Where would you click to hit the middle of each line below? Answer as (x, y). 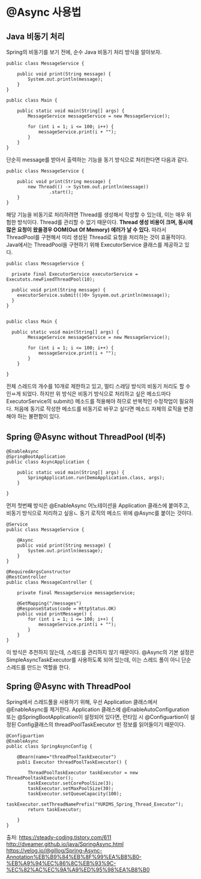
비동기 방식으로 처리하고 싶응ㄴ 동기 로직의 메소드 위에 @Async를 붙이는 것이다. (100, 513)
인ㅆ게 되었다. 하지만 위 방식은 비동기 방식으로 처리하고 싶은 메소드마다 (88, 394)
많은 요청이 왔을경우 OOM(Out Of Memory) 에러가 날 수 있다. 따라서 (86, 230)
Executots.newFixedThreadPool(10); (51, 279)
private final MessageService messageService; (76, 593)
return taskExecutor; (55, 809)
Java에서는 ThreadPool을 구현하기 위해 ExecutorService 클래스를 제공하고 (95, 245)
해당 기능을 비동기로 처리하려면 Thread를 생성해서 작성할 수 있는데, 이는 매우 (96, 215)
